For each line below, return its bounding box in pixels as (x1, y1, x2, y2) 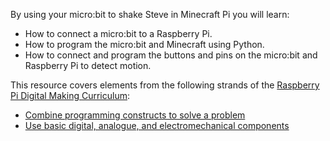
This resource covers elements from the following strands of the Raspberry (10, 79, 320, 91)
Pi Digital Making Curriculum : (10, 90, 131, 101)
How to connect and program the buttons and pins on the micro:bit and (24, 49, 318, 61)
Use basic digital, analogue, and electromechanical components (24, 120, 290, 131)
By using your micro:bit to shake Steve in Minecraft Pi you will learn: (10, 9, 290, 20)
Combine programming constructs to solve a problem (24, 109, 246, 121)
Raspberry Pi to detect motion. (24, 60, 152, 71)
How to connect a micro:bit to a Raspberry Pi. (24, 28, 213, 39)
